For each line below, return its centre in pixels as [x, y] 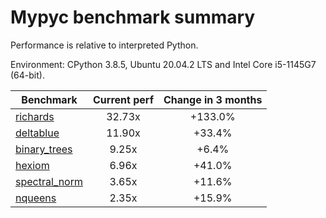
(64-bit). [27, 75]
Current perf [124, 99]
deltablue [37, 133]
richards [35, 116]
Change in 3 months [213, 99]
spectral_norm [49, 181]
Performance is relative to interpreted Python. [104, 45]
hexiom [32, 165]
